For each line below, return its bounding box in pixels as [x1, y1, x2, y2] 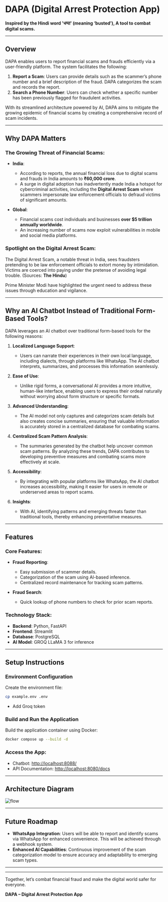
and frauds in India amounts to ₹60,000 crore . [19, 175, 116, 182]
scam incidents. [5, 115, 38, 121]
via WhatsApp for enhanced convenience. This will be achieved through [12, 836, 161, 842]
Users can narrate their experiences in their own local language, [19, 352, 152, 358]
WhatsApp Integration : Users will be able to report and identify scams [12, 831, 158, 837]
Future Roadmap [5, 817, 58, 826]
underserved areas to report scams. [19, 489, 94, 495]
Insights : [12, 498, 31, 504]
